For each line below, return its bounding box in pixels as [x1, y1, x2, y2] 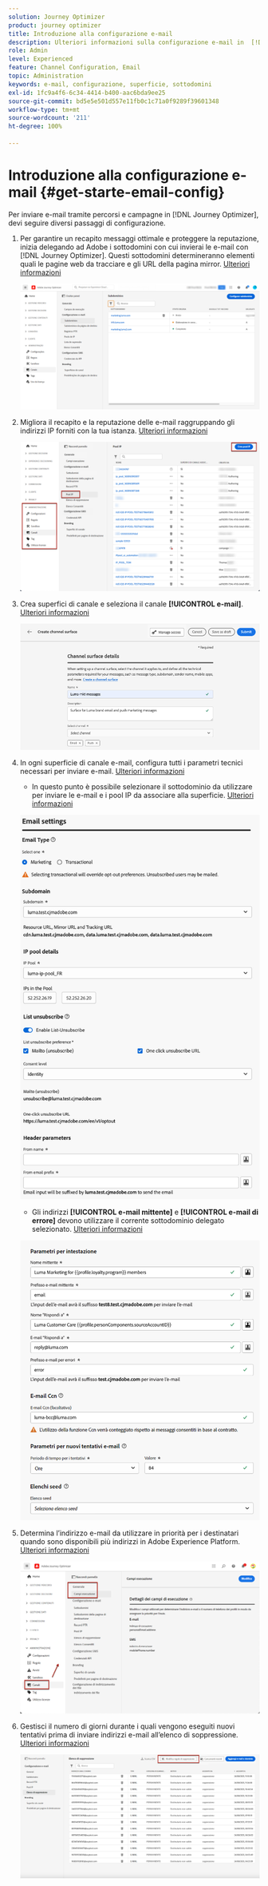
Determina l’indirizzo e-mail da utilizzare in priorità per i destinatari [19, 1528, 239, 1538]
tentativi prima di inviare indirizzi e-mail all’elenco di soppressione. [19, 1729, 238, 1739]
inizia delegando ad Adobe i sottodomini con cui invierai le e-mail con [19, 242, 249, 252]
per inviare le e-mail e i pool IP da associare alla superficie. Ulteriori [31, 791, 254, 800]
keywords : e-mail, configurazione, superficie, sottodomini [8, 80, 213, 88]
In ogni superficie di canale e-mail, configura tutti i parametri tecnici [19, 758, 243, 768]
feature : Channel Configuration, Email [8, 64, 141, 72]
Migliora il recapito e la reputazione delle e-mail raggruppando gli [19, 418, 235, 427]
